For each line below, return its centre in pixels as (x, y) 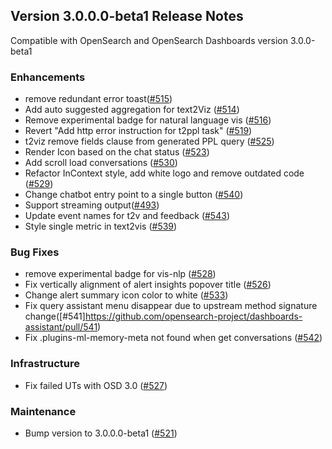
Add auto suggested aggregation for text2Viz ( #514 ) (132, 110)
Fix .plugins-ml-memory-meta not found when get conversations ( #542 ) (173, 338)
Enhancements (48, 77)
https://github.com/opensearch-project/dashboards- (193, 316)
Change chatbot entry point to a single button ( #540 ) (134, 195)
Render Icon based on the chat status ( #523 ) (117, 152)
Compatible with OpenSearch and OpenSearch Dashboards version (149, 40)
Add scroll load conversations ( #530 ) (101, 163)
